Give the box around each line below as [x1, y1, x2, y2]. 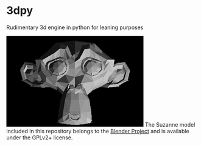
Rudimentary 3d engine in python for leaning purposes [6, 24, 144, 31]
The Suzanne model [144, 121, 196, 128]
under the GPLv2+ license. [6, 134, 73, 141]
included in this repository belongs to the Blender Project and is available [6, 127, 190, 134]
